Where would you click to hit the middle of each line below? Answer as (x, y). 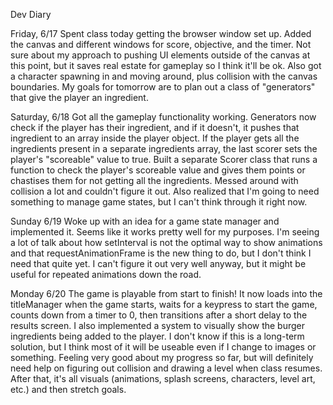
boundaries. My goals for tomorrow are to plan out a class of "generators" (163, 87)
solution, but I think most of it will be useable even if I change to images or (163, 347)
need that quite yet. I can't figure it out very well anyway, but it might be (158, 263)
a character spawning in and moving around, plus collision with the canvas (164, 76)
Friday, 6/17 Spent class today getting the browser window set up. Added (161, 33)
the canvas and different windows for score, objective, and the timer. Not (161, 44)
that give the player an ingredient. (79, 97)
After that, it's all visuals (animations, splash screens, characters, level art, (163, 378)
